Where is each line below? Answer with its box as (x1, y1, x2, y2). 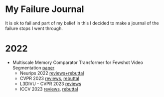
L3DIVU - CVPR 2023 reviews (19, 80, 81, 86)
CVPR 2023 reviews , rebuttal (19, 75, 80, 81)
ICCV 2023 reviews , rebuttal (19, 86, 78, 92)
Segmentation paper (12, 64, 55, 70)
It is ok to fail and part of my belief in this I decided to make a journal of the (5, 20, 159, 26)
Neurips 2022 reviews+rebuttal (19, 70, 84, 76)
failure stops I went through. (5, 25, 63, 31)
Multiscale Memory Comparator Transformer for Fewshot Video (12, 59, 144, 65)
